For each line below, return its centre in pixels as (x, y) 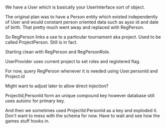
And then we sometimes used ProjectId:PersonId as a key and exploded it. (82, 110)
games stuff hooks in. (27, 121)
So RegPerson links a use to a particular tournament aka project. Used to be (83, 37)
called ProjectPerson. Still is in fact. (41, 42)
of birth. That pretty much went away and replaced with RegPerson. (75, 27)
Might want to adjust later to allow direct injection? (57, 86)
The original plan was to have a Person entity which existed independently (82, 17)
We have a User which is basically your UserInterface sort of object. (75, 7)
